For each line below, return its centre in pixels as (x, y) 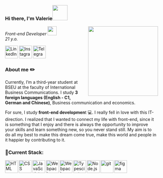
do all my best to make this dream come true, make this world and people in (81, 134)
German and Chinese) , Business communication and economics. (70, 103)
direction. (15, 119)
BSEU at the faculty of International (40, 87)
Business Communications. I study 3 (41, 92)
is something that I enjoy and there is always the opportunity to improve (77, 124)
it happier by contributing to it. (35, 140)
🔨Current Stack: (24, 152)
